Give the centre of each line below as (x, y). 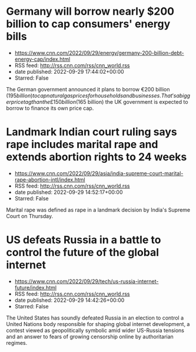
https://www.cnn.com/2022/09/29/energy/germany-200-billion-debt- (99, 52)
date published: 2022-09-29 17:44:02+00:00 (69, 71)
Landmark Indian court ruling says (92, 132)
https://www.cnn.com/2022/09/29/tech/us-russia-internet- (87, 281)
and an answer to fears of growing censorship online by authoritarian (90, 336)
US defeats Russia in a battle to (84, 240)
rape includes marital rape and (82, 145)
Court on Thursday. (30, 216)
